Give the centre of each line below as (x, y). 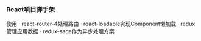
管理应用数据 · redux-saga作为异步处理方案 (60, 31)
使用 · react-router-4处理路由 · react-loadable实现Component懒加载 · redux (101, 24)
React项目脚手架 (31, 9)
